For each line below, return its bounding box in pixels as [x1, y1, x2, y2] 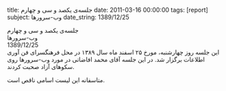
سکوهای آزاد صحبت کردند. [7, 63, 75, 70]
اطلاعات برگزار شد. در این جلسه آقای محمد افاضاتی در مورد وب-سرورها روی [7, 55, 205, 64]
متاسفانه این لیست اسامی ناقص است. [7, 76, 105, 84]
